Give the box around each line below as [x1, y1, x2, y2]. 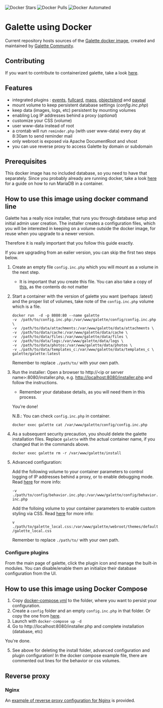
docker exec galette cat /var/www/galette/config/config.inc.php [12, 423, 147, 427]
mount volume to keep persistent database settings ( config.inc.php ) [12, 102, 148, 108]
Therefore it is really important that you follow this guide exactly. [5, 240, 134, 246]
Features [5, 84, 33, 92]
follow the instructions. [12, 380, 58, 386]
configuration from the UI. [5, 570, 57, 576]
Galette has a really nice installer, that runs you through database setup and [5, 215, 157, 221]
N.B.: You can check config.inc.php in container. [12, 413, 111, 419]
